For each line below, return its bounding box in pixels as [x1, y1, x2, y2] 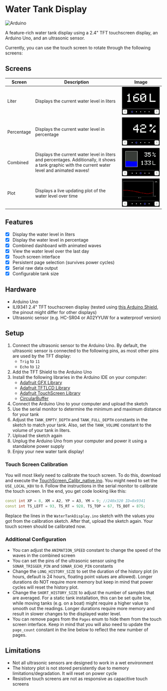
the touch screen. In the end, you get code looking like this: [5, 488, 127, 494]
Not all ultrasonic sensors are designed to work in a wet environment [12, 660, 154, 666]
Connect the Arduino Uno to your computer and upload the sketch [12, 400, 148, 406]
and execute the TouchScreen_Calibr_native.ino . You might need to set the [5, 477, 158, 483]
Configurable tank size [12, 271, 59, 277]
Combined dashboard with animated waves [12, 242, 101, 248]
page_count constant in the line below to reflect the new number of [12, 627, 149, 633]
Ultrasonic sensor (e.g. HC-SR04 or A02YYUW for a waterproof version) [12, 315, 161, 321]
